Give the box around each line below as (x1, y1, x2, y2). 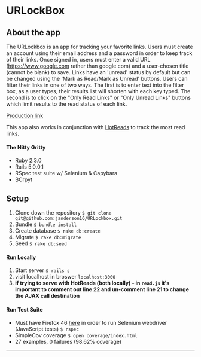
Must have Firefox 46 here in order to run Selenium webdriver (14, 319, 167, 327)
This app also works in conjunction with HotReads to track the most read (6, 124, 185, 130)
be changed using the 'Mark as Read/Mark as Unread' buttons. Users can (6, 75, 188, 82)
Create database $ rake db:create (14, 227, 100, 234)
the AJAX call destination (14, 292, 80, 300)
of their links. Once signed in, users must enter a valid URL (6, 56, 151, 63)
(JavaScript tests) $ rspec (14, 325, 80, 332)
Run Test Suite (6, 306, 43, 313)
